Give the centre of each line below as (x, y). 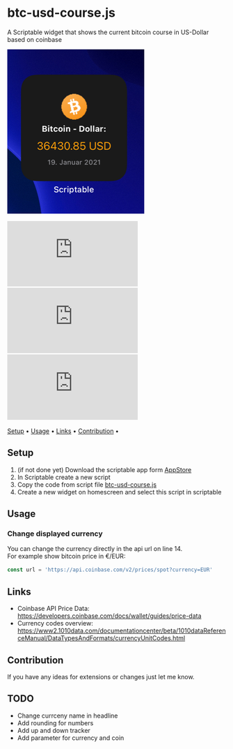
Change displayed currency (55, 534)
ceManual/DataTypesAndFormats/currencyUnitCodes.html (101, 638)
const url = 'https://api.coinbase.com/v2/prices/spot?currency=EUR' (110, 570)
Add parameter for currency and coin (71, 738)
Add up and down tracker (54, 730)
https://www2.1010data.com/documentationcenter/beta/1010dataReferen (121, 631)
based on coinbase (35, 39)
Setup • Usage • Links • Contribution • (63, 431)
